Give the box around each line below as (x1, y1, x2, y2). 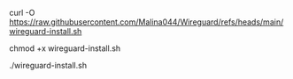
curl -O (9, 8, 35, 18)
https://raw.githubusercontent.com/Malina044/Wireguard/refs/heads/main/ (9, 17, 284, 27)
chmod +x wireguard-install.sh (9, 43, 121, 54)
